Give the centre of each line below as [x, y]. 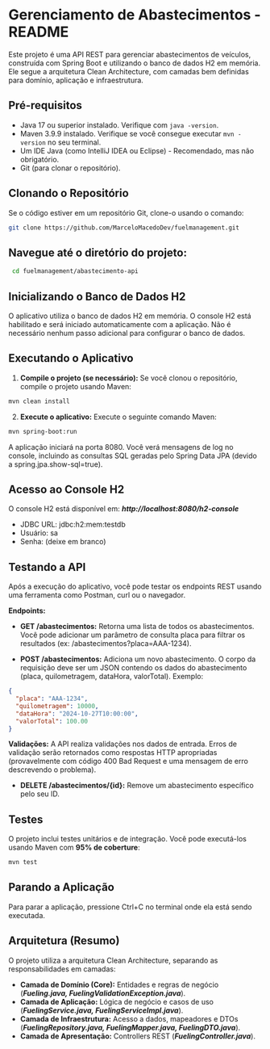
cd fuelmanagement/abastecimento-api [75, 271]
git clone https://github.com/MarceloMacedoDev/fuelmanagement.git [124, 228]
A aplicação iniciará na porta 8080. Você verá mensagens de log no [121, 447]
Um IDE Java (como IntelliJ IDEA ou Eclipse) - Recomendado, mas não [137, 150]
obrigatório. [39, 159]
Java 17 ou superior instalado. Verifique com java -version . [119, 125]
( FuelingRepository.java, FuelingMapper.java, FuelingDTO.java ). [130, 1027]
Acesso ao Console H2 [66, 489]
